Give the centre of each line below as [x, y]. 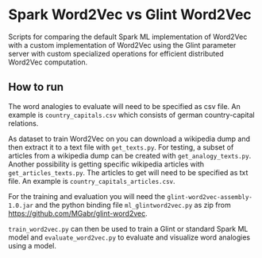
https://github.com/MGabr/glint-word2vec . [78, 213]
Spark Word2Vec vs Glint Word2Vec [130, 15]
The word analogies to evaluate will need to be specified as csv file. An [124, 106]
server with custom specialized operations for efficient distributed [116, 53]
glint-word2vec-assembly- [209, 197]
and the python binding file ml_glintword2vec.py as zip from [133, 205]
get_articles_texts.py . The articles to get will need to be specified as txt [128, 172]
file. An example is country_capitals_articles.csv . [92, 181]
